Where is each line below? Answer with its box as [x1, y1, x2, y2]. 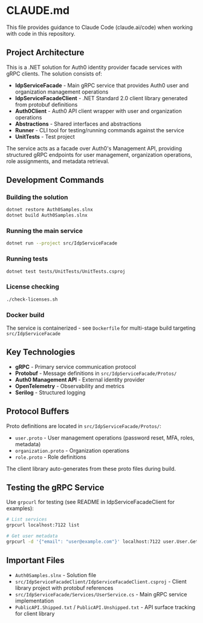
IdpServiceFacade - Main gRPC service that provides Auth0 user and [14, 81, 189, 89]
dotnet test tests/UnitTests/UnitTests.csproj [6, 268, 126, 275]
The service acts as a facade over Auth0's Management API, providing [6, 144, 182, 152]
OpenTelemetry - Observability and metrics [14, 382, 125, 389]
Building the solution [6, 193, 68, 202]
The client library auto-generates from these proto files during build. [6, 465, 176, 472]
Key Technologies [6, 347, 76, 357]
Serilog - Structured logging [14, 389, 86, 396]
